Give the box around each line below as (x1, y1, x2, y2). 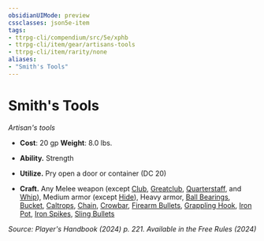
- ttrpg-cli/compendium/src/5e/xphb (8, 33, 128, 42)
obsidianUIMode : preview (8, 11, 90, 20)
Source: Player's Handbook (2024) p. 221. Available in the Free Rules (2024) (8, 224, 257, 233)
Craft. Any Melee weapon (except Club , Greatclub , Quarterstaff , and (19, 184, 242, 193)
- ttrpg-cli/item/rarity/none (8, 48, 108, 56)
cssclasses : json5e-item (8, 19, 90, 27)
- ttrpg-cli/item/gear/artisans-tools (8, 41, 136, 49)
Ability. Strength (19, 153, 74, 162)
